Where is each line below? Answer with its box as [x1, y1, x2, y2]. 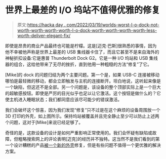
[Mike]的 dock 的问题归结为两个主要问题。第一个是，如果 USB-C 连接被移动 [5, 72, 160, 78]
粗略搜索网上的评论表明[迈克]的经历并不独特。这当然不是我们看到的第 [18, 136, 160, 142]
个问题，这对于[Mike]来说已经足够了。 [5, 119, 83, 125]
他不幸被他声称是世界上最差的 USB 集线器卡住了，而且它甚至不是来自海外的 [5, 49, 160, 55]
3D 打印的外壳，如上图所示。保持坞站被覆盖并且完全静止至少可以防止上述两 [5, 113, 160, 119]
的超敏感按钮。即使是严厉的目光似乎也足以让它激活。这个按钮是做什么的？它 [5, 90, 161, 96]
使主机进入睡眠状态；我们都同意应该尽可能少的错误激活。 [5, 96, 122, 102]
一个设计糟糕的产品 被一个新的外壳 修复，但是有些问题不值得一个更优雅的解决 [5, 142, 161, 148]
